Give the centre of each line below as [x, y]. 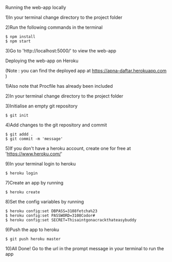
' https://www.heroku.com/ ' [34, 154]
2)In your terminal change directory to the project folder [64, 96]
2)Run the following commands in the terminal [54, 27]
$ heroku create [23, 192]
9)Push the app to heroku [32, 230]
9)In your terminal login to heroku [41, 164]
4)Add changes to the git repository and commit [56, 125]
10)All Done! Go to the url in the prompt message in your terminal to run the [85, 248]
